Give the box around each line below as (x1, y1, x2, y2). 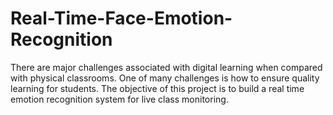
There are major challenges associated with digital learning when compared (10, 61, 323, 73)
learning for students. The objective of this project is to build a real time (10, 82, 305, 94)
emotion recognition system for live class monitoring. (10, 93, 229, 105)
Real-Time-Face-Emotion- (10, 7, 233, 30)
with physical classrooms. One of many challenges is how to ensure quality (10, 72, 320, 84)
